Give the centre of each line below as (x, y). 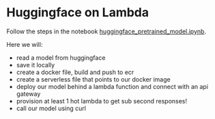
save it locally (35, 65)
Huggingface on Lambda (78, 13)
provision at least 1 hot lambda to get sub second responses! (102, 101)
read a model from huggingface (61, 57)
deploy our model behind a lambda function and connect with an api (112, 86)
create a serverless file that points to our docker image (94, 79)
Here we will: (25, 44)
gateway (28, 94)
